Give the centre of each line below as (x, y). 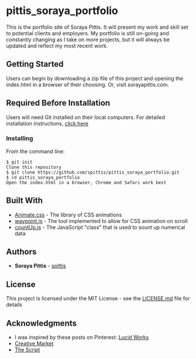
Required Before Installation (58, 103)
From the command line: (36, 151)
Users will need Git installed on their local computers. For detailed (86, 117)
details (14, 305)
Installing (20, 138)
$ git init (19, 162)
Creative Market (34, 344)
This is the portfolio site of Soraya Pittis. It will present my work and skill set (97, 27)
